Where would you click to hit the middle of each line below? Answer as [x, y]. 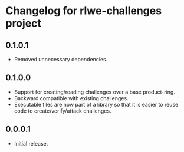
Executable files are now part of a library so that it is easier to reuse [96, 104]
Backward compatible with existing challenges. [71, 98]
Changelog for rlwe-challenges [84, 11]
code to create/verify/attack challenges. [63, 111]
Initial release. [31, 143]
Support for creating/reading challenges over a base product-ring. [94, 92]
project [24, 23]
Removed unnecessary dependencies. [61, 59]
